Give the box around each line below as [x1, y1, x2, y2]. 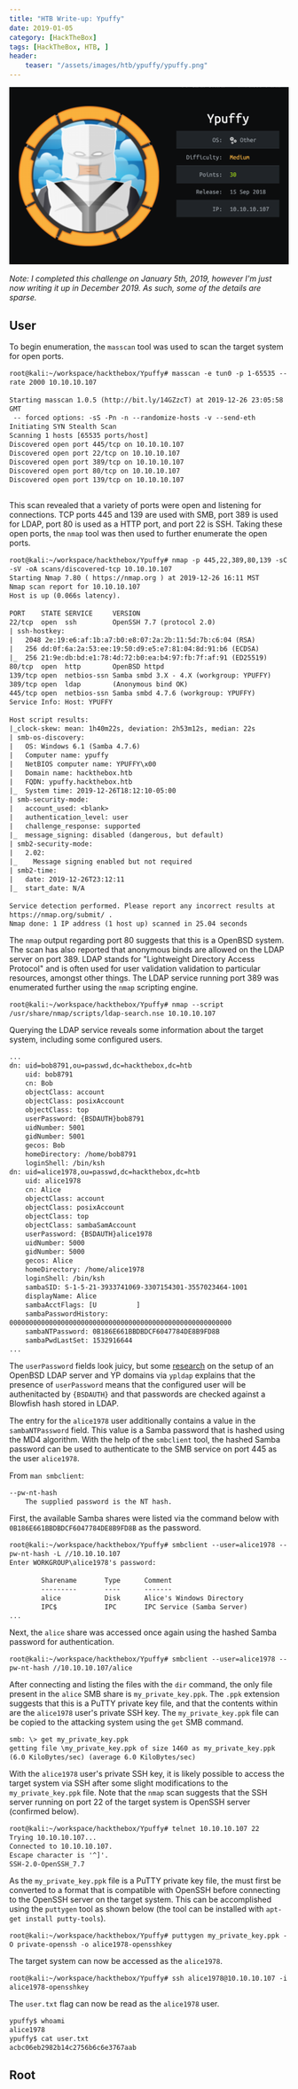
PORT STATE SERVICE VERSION [9, 609, 141, 618]
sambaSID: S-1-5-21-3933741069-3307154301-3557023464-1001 [25, 1283, 248, 1292]
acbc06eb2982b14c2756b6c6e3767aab [9, 2044, 137, 2053]
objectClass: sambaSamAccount [25, 1221, 137, 1230]
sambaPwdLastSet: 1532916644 [25, 1336, 133, 1345]
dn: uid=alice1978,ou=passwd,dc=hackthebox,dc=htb [9, 1168, 200, 1177]
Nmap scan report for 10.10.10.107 [9, 583, 141, 591]
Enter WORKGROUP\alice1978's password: [9, 1559, 157, 1568]
